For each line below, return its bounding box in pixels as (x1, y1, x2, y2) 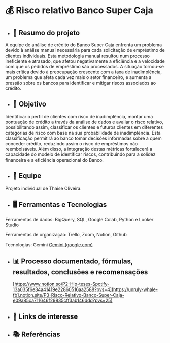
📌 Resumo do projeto (12, 28, 80, 37)
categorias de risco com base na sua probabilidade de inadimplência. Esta (5, 129, 161, 136)
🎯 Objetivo (12, 100, 47, 109)
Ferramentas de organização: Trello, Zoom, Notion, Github (5, 232, 127, 238)
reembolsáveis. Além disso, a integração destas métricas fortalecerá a (5, 146, 153, 152)
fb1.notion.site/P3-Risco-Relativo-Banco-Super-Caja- (12, 292, 124, 298)
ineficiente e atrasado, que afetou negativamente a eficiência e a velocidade (5, 58, 165, 64)
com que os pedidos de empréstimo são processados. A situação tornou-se (5, 64, 164, 69)
